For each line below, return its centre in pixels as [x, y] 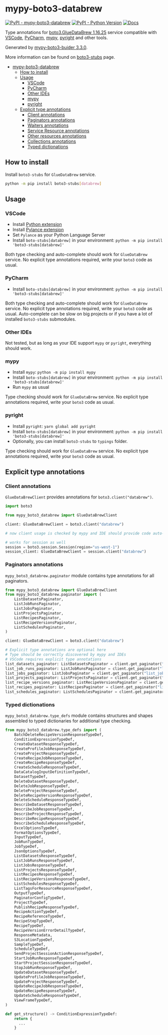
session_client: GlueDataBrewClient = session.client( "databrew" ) [76, 552]
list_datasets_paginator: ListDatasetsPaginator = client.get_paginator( [84, 664]
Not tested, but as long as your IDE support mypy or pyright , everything [78, 343]
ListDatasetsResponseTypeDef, [46, 856]
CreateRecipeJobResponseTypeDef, [49, 758]
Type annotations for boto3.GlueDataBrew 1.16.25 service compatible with [81, 32]
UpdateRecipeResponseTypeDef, [46, 991]
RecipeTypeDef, [30, 926]
